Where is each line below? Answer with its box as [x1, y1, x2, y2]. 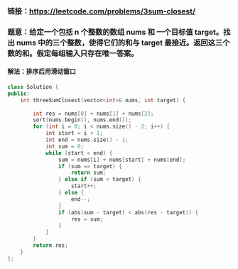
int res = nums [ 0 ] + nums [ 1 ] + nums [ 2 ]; [33, 110, 154, 117]
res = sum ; [70, 215, 103, 223]
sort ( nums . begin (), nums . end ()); [33, 116, 132, 123]
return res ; [33, 242, 69, 249]
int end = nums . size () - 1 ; [45, 136, 129, 143]
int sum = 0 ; [45, 143, 84, 150]
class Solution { [7, 84, 59, 91]
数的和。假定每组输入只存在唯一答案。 [7, 48, 139, 58]
